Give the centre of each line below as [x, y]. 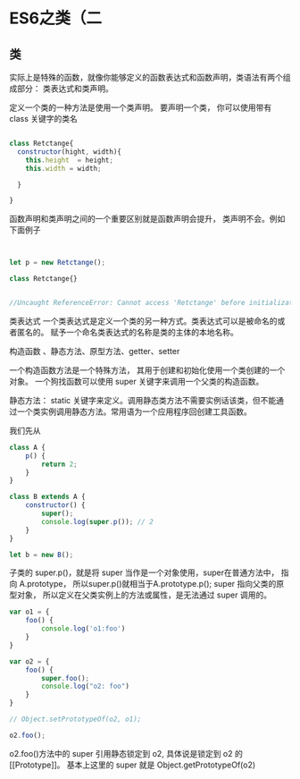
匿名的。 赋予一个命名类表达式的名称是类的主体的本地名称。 [127, 332]
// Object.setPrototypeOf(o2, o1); [75, 719]
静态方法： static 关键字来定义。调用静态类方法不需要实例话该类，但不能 [143, 400]
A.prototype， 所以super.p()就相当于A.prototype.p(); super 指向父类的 [148, 584]
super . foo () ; [66, 678]
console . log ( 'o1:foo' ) [83, 629]
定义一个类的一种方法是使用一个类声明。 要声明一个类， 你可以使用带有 [141, 107]
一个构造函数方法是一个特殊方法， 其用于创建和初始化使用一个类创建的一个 [147, 370]
